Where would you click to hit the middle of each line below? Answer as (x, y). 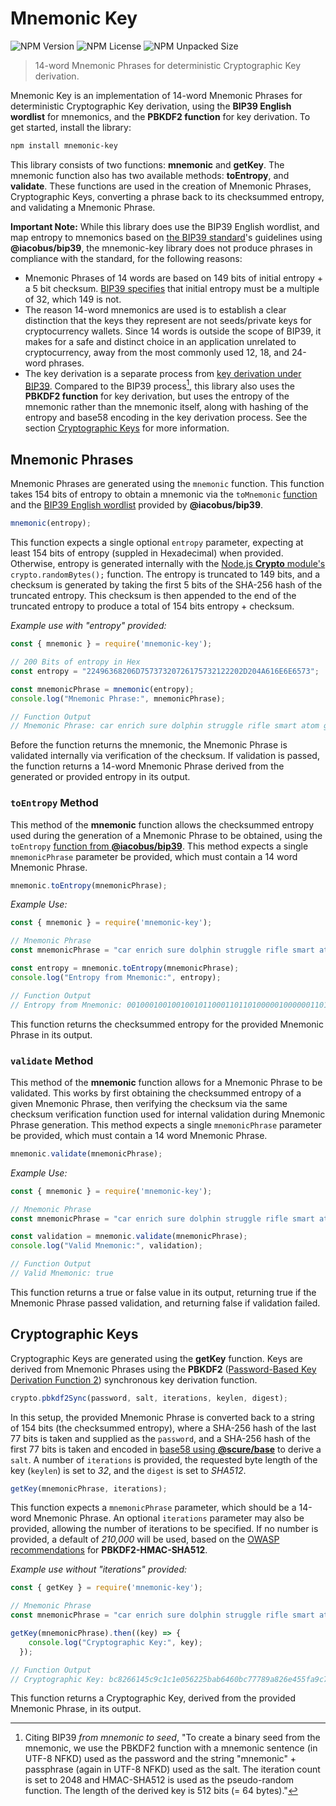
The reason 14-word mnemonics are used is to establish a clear (155, 309)
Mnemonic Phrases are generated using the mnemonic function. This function (167, 484)
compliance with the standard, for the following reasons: (126, 258)
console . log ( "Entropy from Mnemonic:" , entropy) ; (116, 977)
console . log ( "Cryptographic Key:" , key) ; (115, 1642)
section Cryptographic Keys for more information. (127, 428)
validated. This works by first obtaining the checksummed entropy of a (156, 1093)
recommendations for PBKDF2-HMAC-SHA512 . (109, 1550)
